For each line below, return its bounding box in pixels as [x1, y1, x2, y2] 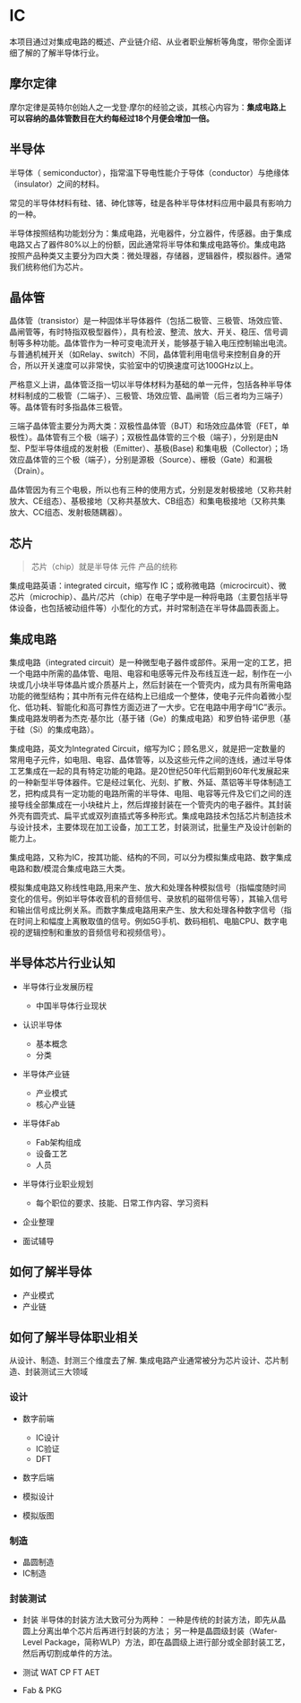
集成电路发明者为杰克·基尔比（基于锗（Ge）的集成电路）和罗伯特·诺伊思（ [9, 713, 284, 723]
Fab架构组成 [35, 1137, 82, 1147]
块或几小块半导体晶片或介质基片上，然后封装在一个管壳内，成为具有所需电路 [9, 679, 292, 690]
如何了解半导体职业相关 [9, 1330, 139, 1345]
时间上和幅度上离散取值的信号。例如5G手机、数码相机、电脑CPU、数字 [16, 916, 280, 926]
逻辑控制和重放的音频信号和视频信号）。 [24, 927, 170, 938]
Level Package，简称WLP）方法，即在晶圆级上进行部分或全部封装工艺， [21, 1637, 290, 1647]
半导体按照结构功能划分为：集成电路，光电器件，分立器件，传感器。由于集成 [9, 228, 292, 238]
